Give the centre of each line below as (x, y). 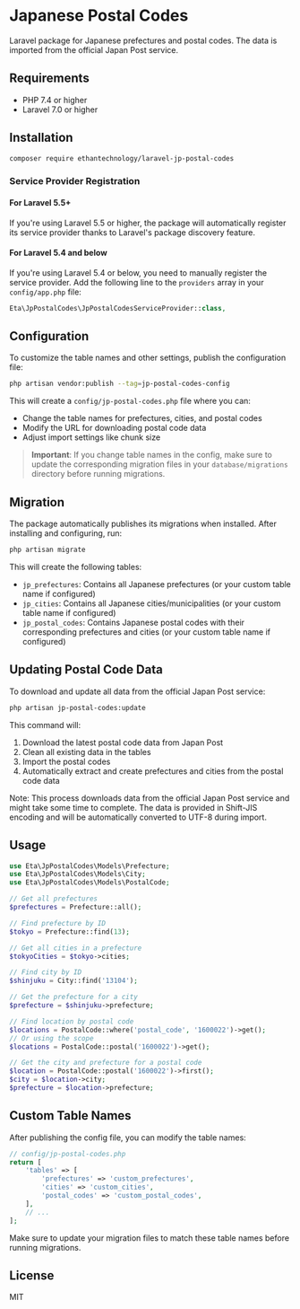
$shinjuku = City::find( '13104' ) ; (74, 981)
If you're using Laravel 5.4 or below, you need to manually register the (138, 272)
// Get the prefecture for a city (74, 997)
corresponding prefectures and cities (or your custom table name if (146, 632)
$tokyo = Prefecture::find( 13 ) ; (69, 931)
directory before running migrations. (98, 474)
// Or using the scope (51, 1038)
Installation (41, 138)
